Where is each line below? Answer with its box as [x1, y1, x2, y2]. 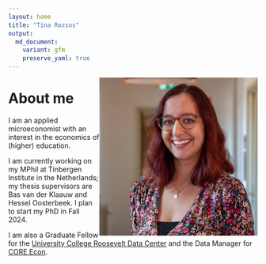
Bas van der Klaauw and [8, 190, 88, 199]
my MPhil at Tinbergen [8, 164, 82, 174]
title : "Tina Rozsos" [8, 21, 80, 29]
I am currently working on [8, 156, 93, 165]
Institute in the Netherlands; [8, 172, 99, 182]
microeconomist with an [8, 123, 87, 134]
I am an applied [8, 115, 59, 125]
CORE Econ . [8, 247, 48, 256]
